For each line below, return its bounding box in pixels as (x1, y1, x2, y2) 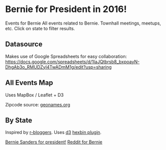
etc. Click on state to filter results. (5, 25, 75, 31)
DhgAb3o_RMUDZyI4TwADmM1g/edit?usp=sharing (5, 64, 112, 70)
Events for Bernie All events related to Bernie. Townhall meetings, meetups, (5, 20, 161, 26)
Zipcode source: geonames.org (5, 101, 70, 107)
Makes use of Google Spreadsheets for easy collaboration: (5, 53, 127, 59)
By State (5, 116, 33, 124)
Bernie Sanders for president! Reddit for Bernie (5, 139, 103, 145)
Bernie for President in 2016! (5, 4, 127, 15)
